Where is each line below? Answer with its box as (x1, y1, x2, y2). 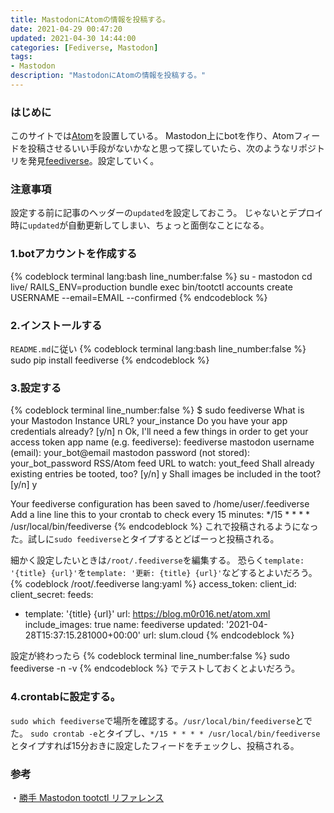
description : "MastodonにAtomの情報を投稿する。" (10, 71, 207, 81)
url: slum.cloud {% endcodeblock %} (143, 629, 295, 641)
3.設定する (10, 381, 62, 395)
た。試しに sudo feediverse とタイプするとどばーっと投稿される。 (10, 533, 280, 545)
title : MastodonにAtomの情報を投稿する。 (10, 14, 170, 25)
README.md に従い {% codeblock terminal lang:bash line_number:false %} (10, 343, 307, 355)
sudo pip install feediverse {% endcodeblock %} (10, 354, 210, 366)
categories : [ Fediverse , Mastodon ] (10, 42, 159, 53)
